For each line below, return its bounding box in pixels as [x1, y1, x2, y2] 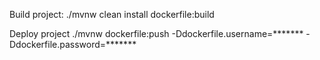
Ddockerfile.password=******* [9, 39, 137, 50]
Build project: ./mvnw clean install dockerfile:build [9, 9, 215, 20]
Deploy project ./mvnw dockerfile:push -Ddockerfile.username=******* [9, 28, 304, 39]
